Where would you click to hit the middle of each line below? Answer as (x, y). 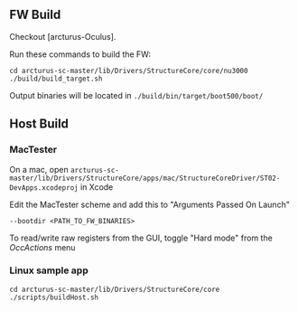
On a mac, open (39, 169)
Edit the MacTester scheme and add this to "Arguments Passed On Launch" (150, 204)
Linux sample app (49, 270)
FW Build (35, 15)
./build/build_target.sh (56, 79)
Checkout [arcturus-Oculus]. (63, 36)
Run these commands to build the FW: (80, 54)
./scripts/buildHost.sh (54, 297)
